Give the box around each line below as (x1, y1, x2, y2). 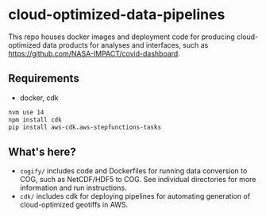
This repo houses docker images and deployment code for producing (8, 32, 236, 41)
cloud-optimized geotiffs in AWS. (19, 200, 129, 210)
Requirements (8, 72, 79, 85)
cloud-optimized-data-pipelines (8, 6, 226, 24)
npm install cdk (8, 115, 62, 124)
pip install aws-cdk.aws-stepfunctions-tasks (8, 123, 161, 131)
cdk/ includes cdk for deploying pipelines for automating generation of (19, 192, 251, 201)
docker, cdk (19, 93, 59, 103)
